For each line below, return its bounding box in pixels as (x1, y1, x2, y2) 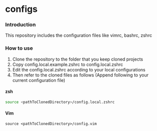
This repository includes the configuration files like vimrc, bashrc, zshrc (5, 32, 153, 38)
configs (5, 3, 38, 15)
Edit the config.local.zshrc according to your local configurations (12, 66, 146, 72)
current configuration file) (12, 77, 66, 83)
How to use (5, 45, 33, 52)
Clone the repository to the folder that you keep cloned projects (12, 56, 144, 62)
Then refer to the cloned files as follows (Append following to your (12, 72, 149, 78)
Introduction (5, 21, 36, 28)
